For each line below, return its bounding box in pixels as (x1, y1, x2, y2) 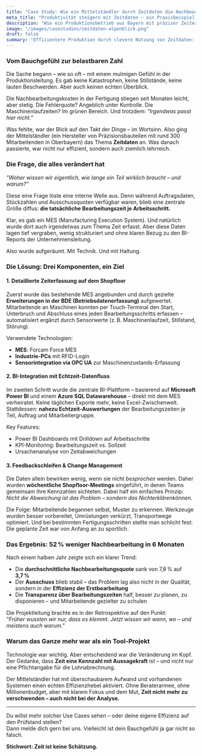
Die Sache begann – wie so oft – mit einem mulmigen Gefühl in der (6, 71, 171, 78)
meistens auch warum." (6, 622, 65, 629)
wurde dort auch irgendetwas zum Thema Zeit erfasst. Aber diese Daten (6, 222, 186, 230)
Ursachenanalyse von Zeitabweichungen (14, 447, 117, 455)
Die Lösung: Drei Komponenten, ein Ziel (6, 262, 124, 271)
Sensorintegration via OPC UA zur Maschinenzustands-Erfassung (14, 359, 180, 366)
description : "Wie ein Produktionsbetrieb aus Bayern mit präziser (6, 20, 179, 26)
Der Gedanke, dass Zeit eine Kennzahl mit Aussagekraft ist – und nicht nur (6, 657, 194, 664)
